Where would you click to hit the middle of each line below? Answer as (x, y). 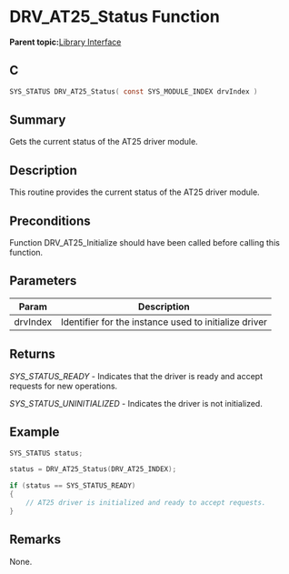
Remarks (35, 540)
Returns (33, 354)
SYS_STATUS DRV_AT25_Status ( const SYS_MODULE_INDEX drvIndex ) (134, 91)
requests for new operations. (64, 386)
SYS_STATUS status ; (46, 453)
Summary (38, 120)
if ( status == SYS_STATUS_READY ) (73, 486)
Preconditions (50, 221)
